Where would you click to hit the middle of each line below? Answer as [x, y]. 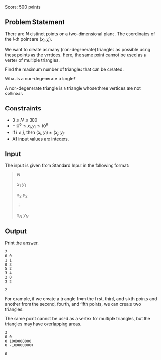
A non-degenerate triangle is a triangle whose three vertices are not [73, 88]
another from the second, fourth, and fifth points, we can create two [73, 304]
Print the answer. [22, 243]
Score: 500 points [23, 7]
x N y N [23, 215]
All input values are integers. [40, 139]
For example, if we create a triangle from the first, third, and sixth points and [81, 299]
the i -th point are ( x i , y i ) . [29, 39]
